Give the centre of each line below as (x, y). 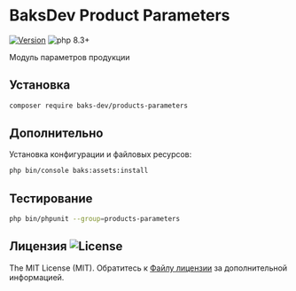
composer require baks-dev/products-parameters (99, 106)
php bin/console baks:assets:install (79, 171)
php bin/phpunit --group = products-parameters (94, 219)
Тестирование (51, 198)
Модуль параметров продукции (70, 57)
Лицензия (38, 246)
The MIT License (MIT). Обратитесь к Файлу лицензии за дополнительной (148, 268)
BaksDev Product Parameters (120, 16)
